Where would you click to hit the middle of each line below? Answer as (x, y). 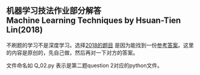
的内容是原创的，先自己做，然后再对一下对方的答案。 (72, 52)
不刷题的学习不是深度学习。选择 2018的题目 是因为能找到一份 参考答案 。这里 (100, 45)
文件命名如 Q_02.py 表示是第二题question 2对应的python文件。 (84, 65)
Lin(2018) (25, 30)
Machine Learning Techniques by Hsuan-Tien (94, 21)
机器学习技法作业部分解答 (54, 11)
